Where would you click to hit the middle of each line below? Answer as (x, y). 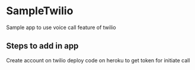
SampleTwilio (40, 11)
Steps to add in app (42, 46)
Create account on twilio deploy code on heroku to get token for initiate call (98, 60)
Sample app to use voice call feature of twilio (61, 27)
